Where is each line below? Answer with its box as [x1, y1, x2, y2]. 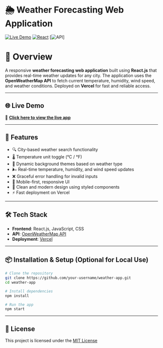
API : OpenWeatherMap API [12, 231, 66, 237]
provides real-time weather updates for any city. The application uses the [5, 72, 152, 78]
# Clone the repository [5, 271, 53, 276]
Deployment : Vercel [12, 236, 53, 242]
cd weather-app [5, 280, 36, 285]
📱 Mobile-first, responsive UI [12, 179, 70, 185]
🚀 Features [5, 133, 38, 142]
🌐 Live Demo [5, 101, 45, 110]
